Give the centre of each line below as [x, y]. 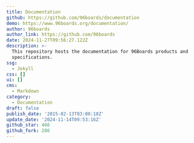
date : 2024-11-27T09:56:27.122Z [47, 40]
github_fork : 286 [28, 131]
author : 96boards [28, 29]
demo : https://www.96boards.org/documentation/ [68, 23]
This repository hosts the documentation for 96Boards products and [100, 52]
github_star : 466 [28, 125]
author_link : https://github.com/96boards [61, 35]
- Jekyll [23, 68]
